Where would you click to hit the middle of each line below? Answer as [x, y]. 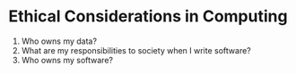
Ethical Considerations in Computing [148, 16]
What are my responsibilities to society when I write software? [136, 50]
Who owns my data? [59, 41]
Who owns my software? [67, 60]
